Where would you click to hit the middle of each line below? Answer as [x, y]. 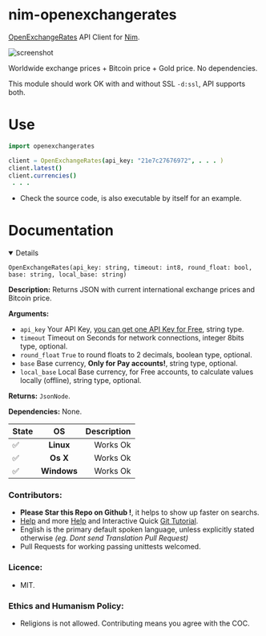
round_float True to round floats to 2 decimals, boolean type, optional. [136, 355]
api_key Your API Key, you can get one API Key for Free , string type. [132, 329]
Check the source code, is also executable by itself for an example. [131, 198]
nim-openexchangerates [93, 15]
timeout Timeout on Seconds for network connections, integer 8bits [132, 338]
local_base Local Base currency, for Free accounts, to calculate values [137, 372]
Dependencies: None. [45, 412]
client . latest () [35, 168]
